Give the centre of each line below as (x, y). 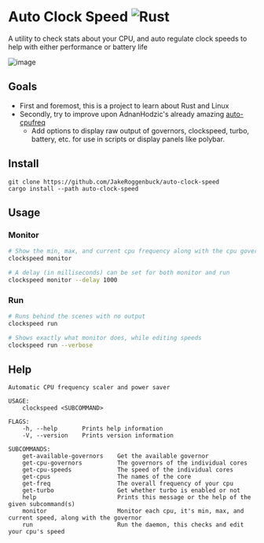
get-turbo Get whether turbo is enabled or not (132, 490)
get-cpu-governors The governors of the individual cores (135, 463)
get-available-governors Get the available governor (116, 456)
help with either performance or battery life (78, 46)
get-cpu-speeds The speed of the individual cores (128, 470)
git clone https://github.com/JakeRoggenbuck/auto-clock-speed (114, 182)
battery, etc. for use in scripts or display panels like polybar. (128, 139)
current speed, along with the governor (75, 518)
